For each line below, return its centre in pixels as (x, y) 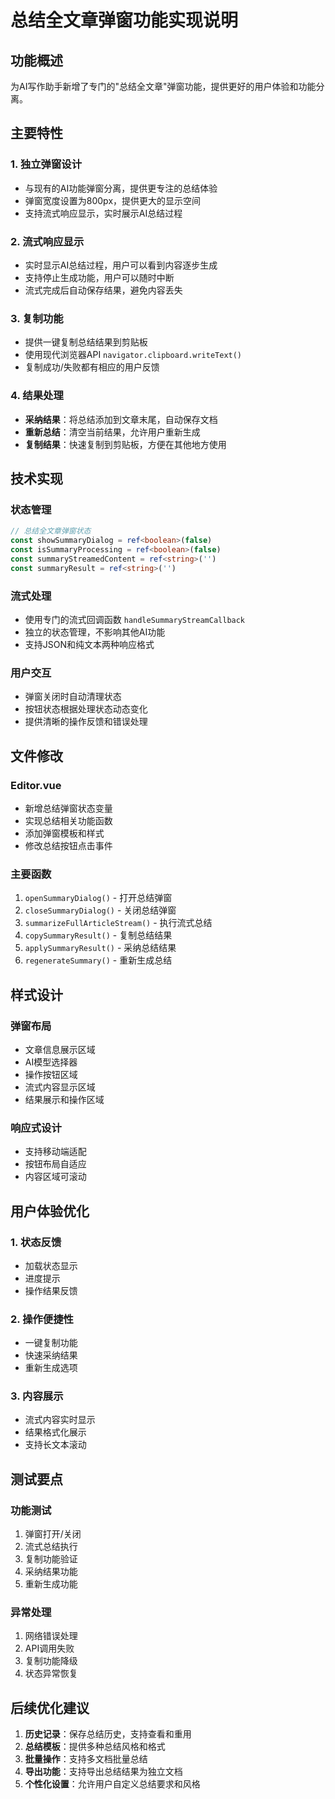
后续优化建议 (50, 1707)
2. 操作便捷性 (42, 1319)
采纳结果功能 (51, 1572)
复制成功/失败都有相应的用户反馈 (92, 367)
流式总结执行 (51, 1547)
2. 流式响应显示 (47, 241)
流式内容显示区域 (60, 1087)
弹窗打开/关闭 (53, 1534)
